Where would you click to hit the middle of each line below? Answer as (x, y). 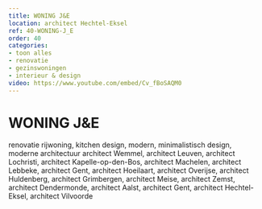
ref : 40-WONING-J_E (41, 31)
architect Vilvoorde (62, 196)
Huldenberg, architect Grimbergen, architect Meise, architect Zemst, (122, 179)
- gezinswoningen (37, 68)
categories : (28, 46)
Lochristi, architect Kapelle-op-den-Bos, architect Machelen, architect (125, 162)
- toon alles (30, 53)
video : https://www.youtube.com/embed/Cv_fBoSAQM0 (95, 83)
